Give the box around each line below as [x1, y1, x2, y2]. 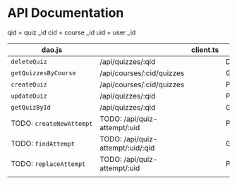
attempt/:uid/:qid [99, 143, 155, 153]
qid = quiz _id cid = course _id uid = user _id [7, 28, 136, 37]
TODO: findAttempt [11, 139, 75, 148]
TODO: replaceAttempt [11, 158, 86, 168]
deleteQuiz [11, 58, 47, 65]
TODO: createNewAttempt [11, 118, 93, 128]
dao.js [41, 44, 63, 54]
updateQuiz [11, 91, 47, 100]
